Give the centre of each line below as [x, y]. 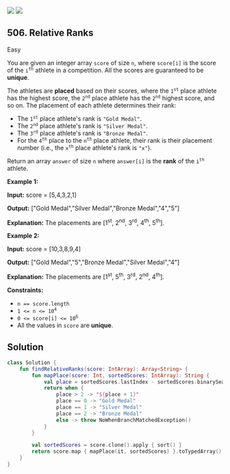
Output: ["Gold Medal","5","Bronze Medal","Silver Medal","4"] [93, 262]
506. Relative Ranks [50, 33]
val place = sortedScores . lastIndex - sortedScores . [120, 382]
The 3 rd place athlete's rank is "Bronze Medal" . [82, 133]
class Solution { [32, 363]
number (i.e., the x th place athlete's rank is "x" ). [84, 147]
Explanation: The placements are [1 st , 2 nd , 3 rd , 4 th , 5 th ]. [86, 222]
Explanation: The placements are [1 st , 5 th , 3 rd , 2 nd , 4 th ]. [86, 276]
